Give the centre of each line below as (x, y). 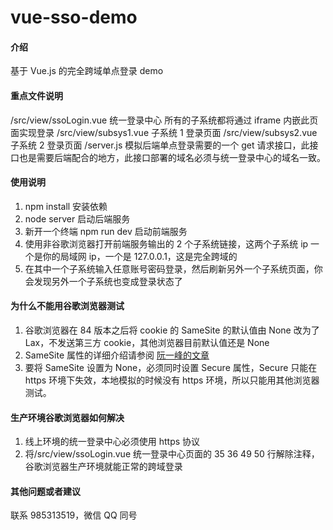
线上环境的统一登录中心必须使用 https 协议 (112, 442)
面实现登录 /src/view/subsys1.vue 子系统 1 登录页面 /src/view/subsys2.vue (164, 132)
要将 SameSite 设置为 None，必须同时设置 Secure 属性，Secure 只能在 (171, 367)
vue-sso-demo (74, 17)
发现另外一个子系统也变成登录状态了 (108, 281)
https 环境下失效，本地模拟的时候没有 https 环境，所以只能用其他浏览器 (172, 380)
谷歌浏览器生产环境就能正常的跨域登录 (103, 467)
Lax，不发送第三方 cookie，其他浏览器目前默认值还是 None (147, 342)
